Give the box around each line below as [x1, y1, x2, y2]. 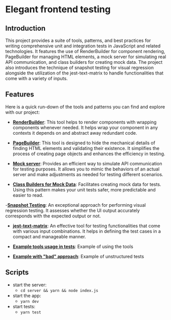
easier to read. [12, 192, 43, 198]
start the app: [12, 292, 41, 299]
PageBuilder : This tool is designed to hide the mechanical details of [12, 139, 156, 146]
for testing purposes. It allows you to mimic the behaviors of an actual [12, 166, 160, 172]
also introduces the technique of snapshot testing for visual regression [5, 65, 154, 70]
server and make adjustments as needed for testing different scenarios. [12, 171, 163, 177]
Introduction [5, 24, 46, 33]
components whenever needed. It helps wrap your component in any [12, 124, 158, 131]
